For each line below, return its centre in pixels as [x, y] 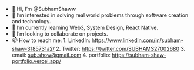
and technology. [31, 21]
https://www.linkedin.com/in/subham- [137, 40]
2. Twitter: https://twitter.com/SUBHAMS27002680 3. [121, 49]
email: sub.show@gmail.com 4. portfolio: [61, 55]
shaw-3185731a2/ [33, 49]
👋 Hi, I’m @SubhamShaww [44, 9]
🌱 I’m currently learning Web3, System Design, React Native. [85, 27]
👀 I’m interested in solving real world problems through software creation [100, 15]
